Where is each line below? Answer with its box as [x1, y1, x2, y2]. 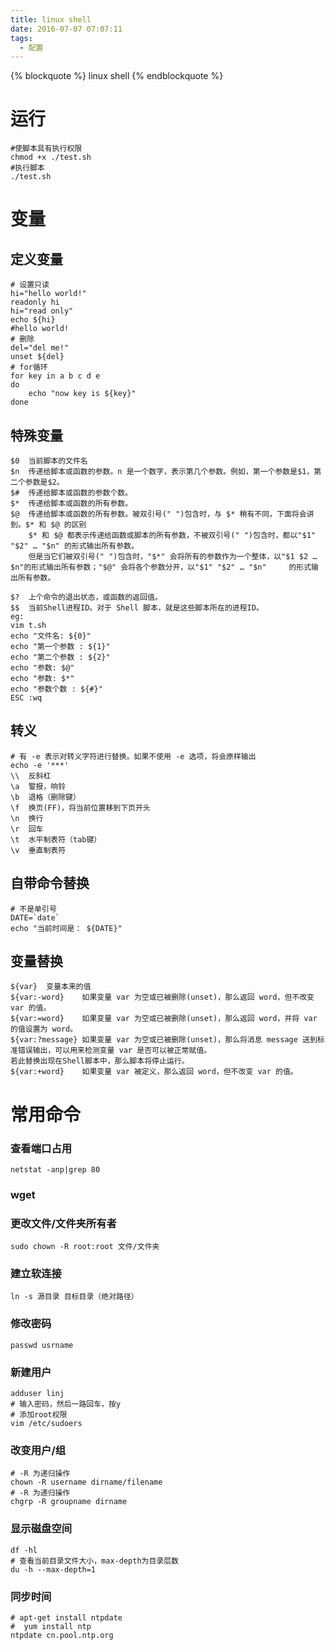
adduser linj [10, 1389, 65, 1399]
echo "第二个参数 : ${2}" [10, 652, 111, 662]
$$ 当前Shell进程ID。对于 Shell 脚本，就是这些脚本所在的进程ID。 [10, 603, 264, 613]
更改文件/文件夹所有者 [10, 1216, 117, 1230]
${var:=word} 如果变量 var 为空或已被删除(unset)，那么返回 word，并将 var [10, 1014, 318, 1024]
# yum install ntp [10, 1621, 92, 1631]
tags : [10, 33, 33, 43]
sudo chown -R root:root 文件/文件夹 [10, 1242, 160, 1252]
